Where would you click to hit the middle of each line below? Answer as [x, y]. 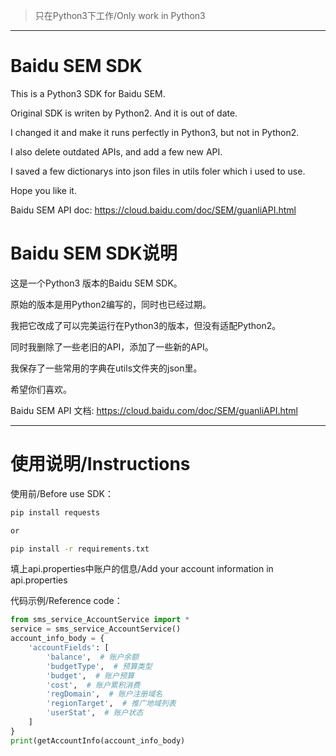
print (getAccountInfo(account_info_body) [98, 740]
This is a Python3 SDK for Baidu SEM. [88, 93]
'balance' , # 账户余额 [93, 657]
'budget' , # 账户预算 [90, 675]
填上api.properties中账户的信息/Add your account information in [142, 569]
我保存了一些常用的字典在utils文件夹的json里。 [106, 368]
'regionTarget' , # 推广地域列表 [111, 704]
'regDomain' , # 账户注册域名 [104, 694]
